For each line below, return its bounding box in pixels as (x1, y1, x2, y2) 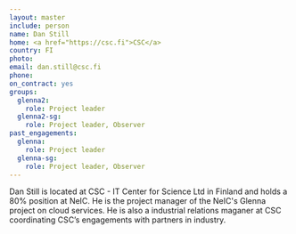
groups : (9, 87, 38, 96)
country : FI (9, 46, 53, 55)
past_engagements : (9, 129, 78, 138)
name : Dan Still (9, 29, 70, 38)
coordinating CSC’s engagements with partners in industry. (9, 214, 226, 225)
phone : (9, 71, 34, 80)
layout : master (9, 12, 66, 22)
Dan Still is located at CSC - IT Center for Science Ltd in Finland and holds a (9, 186, 288, 197)
